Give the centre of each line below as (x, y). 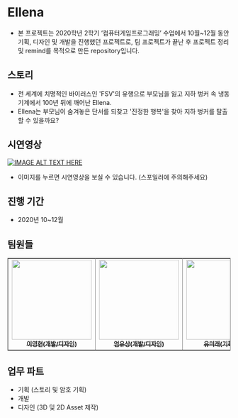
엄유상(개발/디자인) (139, 344)
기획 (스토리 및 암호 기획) (52, 390)
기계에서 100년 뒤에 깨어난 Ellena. (64, 102)
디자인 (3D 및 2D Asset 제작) (58, 407)
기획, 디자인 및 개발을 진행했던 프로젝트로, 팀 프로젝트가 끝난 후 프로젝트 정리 (123, 42)
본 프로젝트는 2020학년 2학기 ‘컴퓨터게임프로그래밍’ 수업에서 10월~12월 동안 (123, 33)
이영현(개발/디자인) (52, 344)
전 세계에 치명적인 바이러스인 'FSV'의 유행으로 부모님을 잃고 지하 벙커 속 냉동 (124, 94)
